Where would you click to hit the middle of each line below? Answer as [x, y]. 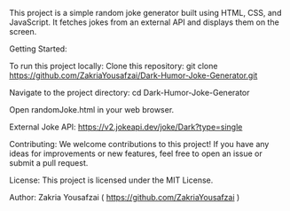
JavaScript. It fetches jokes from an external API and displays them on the [144, 22]
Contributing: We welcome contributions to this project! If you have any [139, 144]
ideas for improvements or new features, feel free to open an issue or [136, 153]
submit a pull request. [49, 163]
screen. [23, 31]
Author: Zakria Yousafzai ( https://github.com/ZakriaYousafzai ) [125, 197]
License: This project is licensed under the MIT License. [111, 180]
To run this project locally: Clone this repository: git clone [114, 66]
